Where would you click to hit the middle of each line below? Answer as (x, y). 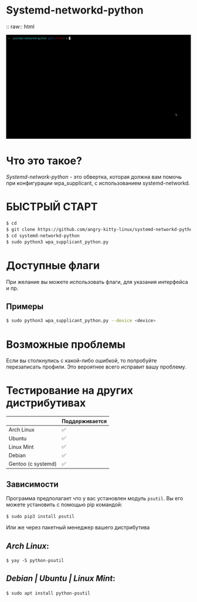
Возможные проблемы (66, 344)
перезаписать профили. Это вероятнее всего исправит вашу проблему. (96, 367)
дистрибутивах (46, 403)
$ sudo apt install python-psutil (48, 593)
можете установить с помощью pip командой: (64, 505)
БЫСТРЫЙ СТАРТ (52, 207)
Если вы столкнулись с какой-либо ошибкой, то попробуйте (81, 361)
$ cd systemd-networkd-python (43, 236)
